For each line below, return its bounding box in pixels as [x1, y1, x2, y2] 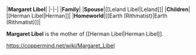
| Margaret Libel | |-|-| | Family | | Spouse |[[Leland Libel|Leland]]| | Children [6, 6, 189, 13]
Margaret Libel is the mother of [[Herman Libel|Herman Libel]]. [6, 30, 164, 37]
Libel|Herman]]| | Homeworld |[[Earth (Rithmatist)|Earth [31, 12, 168, 19]
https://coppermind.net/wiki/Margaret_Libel [6, 42, 115, 49]
